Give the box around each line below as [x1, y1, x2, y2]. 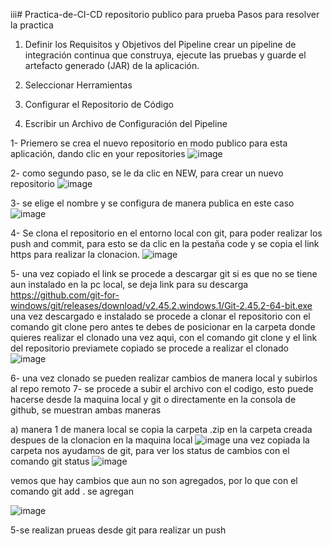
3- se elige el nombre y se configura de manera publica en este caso [10, 197, 295, 209]
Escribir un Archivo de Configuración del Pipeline [24, 118, 228, 129]
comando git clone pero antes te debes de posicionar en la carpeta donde [10, 321, 316, 333]
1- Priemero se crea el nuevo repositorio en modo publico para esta [10, 137, 288, 149]
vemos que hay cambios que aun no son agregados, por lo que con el [10, 475, 298, 486]
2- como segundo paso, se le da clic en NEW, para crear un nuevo [10, 167, 284, 179]
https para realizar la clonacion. [10, 249, 140, 260]
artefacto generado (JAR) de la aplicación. [24, 60, 200, 71]
